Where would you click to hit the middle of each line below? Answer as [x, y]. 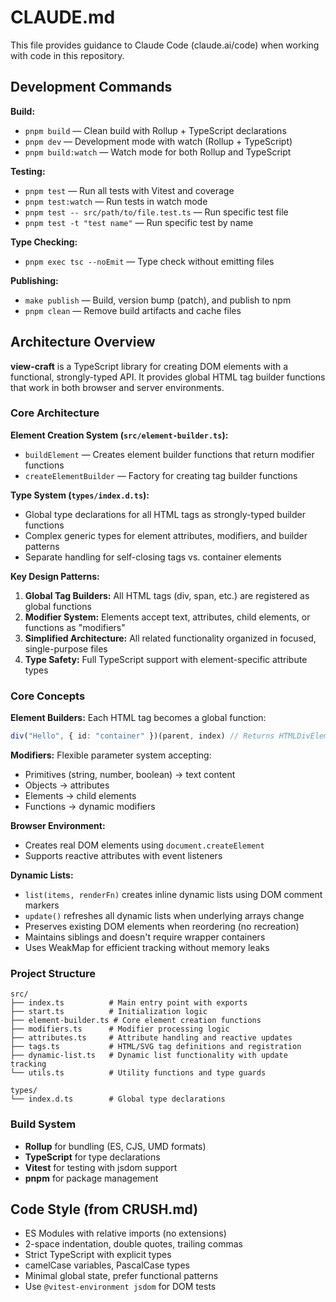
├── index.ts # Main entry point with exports [129, 1003]
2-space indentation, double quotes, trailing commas [133, 1244]
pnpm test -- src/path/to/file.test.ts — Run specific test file [156, 212]
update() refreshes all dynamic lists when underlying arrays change [164, 916]
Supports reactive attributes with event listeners [123, 856]
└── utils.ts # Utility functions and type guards [138, 1073]
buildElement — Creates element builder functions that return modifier [169, 454]
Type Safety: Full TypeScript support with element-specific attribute [166, 659]
